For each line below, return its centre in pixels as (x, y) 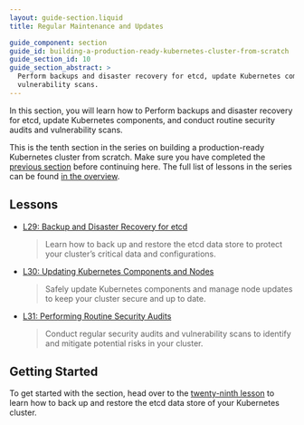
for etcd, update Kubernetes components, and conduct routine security (142, 120)
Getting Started (54, 371)
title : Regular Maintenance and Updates (87, 26)
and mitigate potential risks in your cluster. (124, 343)
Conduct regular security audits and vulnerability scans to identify (168, 333)
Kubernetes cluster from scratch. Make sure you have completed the (138, 157)
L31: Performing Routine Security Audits (97, 316)
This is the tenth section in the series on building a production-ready (137, 147)
